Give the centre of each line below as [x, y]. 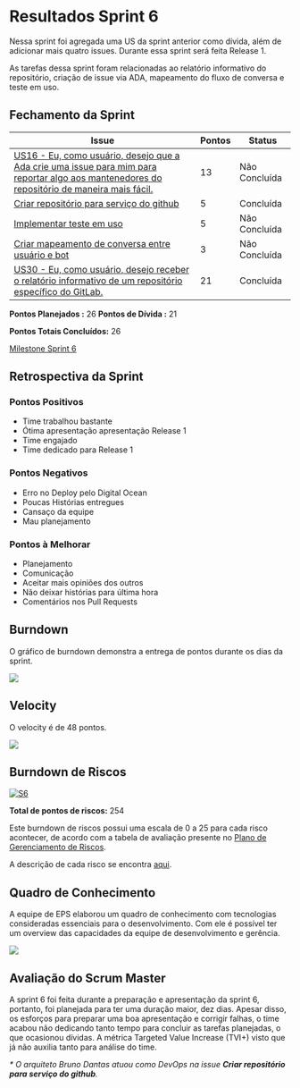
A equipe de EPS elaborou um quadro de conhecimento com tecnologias [143, 915]
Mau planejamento [56, 521]
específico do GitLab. [58, 291]
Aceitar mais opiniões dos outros [83, 583]
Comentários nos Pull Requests [80, 602]
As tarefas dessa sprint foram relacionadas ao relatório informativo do [138, 68]
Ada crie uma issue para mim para [85, 166]
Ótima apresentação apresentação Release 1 [104, 431]
